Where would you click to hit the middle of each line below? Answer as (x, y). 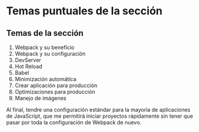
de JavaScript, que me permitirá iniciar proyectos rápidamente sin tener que (100, 116)
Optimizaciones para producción (55, 92)
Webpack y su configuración (50, 54)
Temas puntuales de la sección (84, 11)
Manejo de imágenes (41, 98)
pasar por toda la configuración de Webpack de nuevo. (74, 122)
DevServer (28, 60)
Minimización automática (45, 79)
